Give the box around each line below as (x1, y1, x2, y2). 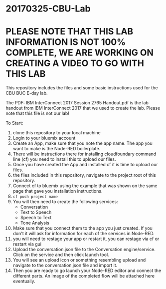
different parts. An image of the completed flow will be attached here (12, 273, 155, 279)
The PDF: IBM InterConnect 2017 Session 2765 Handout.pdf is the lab (5, 100, 149, 106)
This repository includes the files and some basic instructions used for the (5, 85, 158, 91)
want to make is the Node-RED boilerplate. (12, 146, 101, 152)
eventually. (12, 278, 35, 285)
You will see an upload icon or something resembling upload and (12, 257, 146, 263)
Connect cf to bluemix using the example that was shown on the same (12, 183, 158, 189)
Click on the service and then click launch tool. (12, 252, 109, 258)
